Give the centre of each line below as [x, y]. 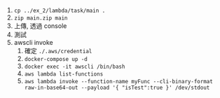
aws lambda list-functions [64, 74]
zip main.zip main [41, 18]
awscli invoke [34, 42]
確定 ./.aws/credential [58, 51]
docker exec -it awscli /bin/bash [75, 66]
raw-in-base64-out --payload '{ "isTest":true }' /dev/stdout [117, 87]
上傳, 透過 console [40, 26]
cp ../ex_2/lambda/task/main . [60, 10]
